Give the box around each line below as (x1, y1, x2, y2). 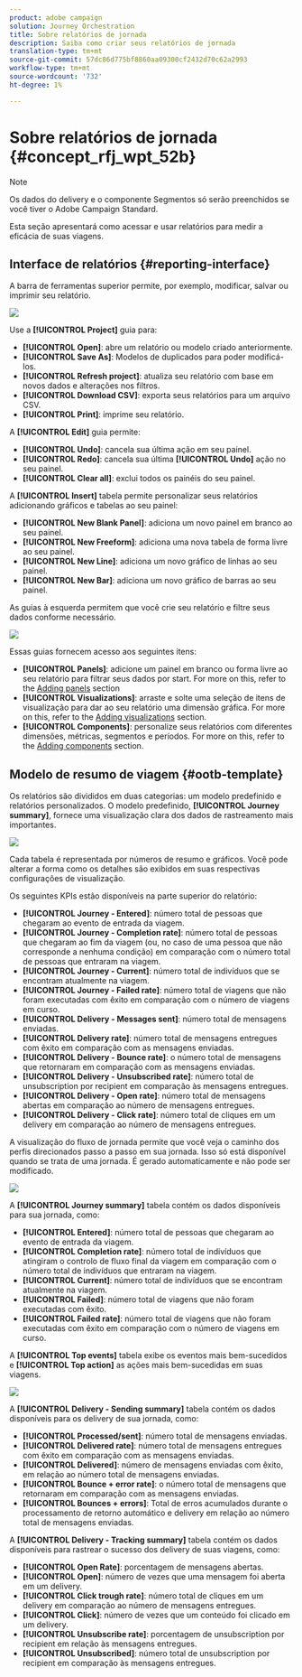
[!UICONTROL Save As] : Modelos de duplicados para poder (22, 351, 246, 362)
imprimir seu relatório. (9, 290, 92, 301)
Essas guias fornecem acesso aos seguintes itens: (9, 647, 197, 657)
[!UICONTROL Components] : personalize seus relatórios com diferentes (22, 722, 293, 732)
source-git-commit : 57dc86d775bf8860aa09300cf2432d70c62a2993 (9, 55, 248, 64)
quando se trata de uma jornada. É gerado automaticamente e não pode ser (9, 1156, 291, 1167)
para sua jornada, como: (9, 1209, 101, 1220)
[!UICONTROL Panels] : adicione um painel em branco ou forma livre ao (22, 664, 288, 675)
